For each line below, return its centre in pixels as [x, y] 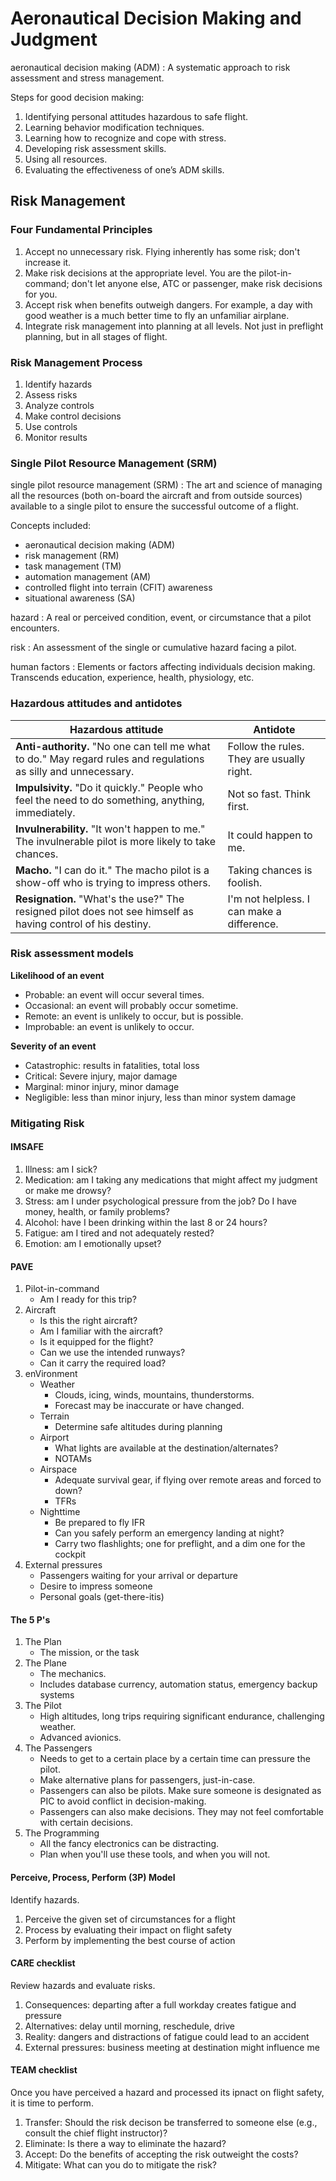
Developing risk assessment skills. [95, 148]
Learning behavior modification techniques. [114, 127]
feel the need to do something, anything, [110, 800]
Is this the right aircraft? [88, 1321]
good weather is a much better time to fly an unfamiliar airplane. [157, 315]
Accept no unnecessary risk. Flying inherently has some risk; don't [162, 251]
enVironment [51, 1374]
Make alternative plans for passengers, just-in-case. [147, 1780]
